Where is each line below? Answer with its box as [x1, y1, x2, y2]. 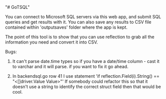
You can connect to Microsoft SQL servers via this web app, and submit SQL [5, 14, 162, 19]
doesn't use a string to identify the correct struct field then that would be [12, 84, 161, 90]
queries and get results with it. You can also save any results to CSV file [5, 19, 152, 25]
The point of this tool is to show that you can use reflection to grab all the [5, 34, 155, 40]
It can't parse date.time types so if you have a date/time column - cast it [12, 58, 160, 64]
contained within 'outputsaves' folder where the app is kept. [5, 24, 128, 30]
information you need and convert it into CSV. [5, 39, 98, 45]
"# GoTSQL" [5, 4, 30, 10]
